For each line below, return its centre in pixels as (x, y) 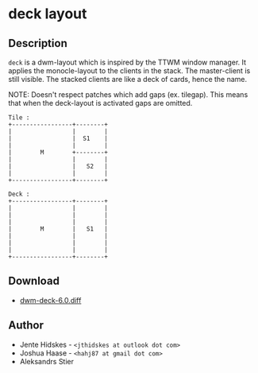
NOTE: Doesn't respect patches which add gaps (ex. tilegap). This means (128, 95)
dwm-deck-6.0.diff (50, 300)
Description (38, 43)
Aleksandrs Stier (46, 361)
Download (34, 281)
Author (26, 326)
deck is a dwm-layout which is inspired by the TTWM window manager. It (127, 62)
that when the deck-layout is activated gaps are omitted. (100, 103)
